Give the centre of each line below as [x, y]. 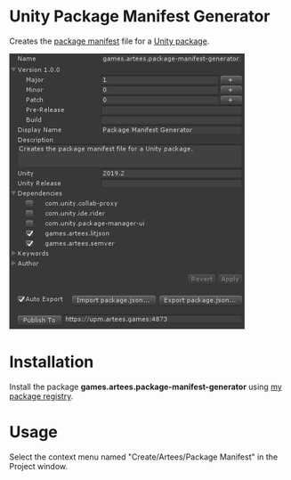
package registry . [41, 396]
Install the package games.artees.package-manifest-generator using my [145, 386]
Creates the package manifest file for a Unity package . [109, 41]
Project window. [39, 466]
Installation [52, 362]
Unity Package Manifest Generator [140, 16]
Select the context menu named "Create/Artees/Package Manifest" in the [144, 457]
